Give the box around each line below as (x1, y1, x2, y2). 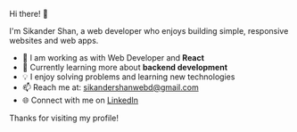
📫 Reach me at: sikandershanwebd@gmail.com (21, 82, 199, 93)
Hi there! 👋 (9, 9, 49, 19)
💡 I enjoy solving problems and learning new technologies (21, 71, 235, 82)
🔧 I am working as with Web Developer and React (21, 53, 205, 62)
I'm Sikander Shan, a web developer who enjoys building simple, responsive (9, 26, 289, 36)
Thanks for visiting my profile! (9, 112, 119, 123)
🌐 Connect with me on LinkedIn (21, 95, 139, 105)
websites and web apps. (9, 36, 99, 45)
